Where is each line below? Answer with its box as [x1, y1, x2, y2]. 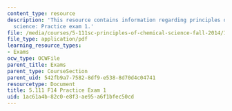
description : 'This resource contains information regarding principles [7, 17, 221, 23]
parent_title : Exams [7, 61, 67, 68]
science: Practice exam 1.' [13, 23, 95, 30]
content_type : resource [7, 10, 76, 17]
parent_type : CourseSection [7, 68, 88, 74]
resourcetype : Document [7, 81, 76, 88]
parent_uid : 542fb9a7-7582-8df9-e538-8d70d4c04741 [7, 74, 156, 81]
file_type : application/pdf [7, 36, 88, 43]
